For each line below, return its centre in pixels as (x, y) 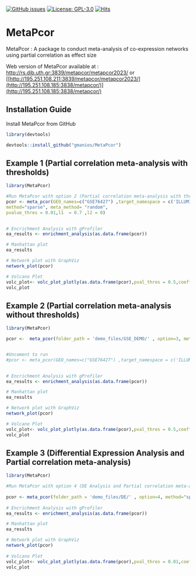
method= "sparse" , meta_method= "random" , (57, 207)
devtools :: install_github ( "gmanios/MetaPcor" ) (64, 145)
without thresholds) (43, 315)
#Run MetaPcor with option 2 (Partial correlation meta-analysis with (94, 196)
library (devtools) (28, 134)
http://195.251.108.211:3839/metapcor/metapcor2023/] (75, 78)
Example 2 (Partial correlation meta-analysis (89, 306)
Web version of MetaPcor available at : (52, 66)
